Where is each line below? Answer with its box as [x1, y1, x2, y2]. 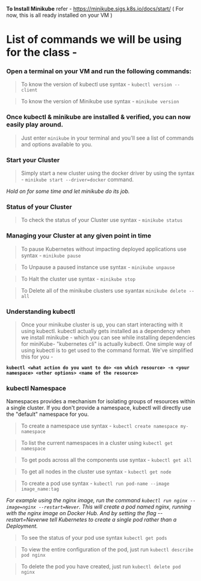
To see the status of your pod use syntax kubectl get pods [20, 534, 167, 542]
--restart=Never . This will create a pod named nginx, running [38, 503, 191, 510]
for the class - [6, 45, 78, 59]
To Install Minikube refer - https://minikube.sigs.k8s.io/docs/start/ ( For [6, 5, 184, 12]
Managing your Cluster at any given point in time [6, 232, 152, 240]
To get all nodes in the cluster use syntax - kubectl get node [20, 468, 172, 475]
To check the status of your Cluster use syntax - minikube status [20, 216, 183, 224]
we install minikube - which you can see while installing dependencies [20, 334, 196, 341]
